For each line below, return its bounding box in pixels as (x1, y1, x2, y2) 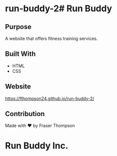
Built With (5, 50, 36, 58)
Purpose (5, 23, 32, 31)
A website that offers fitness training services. (5, 35, 98, 41)
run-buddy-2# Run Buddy (5, 3, 113, 14)
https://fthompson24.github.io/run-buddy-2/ (5, 95, 94, 101)
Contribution (5, 110, 45, 118)
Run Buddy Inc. (5, 140, 69, 151)
